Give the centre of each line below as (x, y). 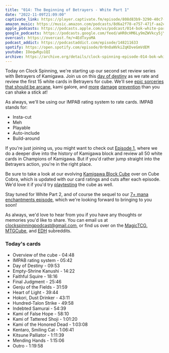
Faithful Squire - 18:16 (35, 276)
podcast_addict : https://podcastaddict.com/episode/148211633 (72, 43)
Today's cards (23, 244)
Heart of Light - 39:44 (35, 292)
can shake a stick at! (26, 92)
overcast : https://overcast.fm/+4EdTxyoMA (50, 38)
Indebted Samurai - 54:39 (39, 308)
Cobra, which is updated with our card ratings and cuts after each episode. (83, 180)
